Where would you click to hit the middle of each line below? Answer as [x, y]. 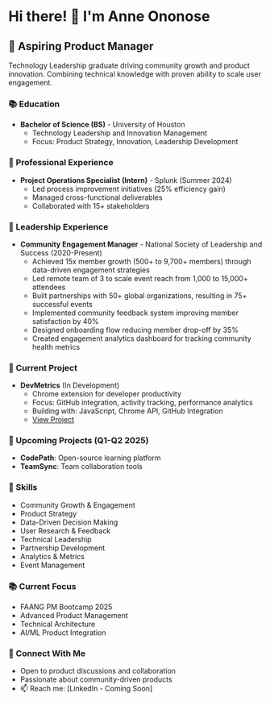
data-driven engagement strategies [91, 270]
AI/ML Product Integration [63, 633]
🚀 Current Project [43, 367]
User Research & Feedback [65, 530]
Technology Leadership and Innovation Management [120, 133]
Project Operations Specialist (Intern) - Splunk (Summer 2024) [126, 180]
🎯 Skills [23, 487]
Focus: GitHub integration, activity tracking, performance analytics [143, 403]
